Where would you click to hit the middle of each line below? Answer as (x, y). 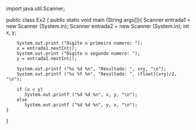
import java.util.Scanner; (36, 9)
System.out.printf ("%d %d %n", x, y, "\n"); (81, 95)
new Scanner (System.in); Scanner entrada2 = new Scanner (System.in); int (98, 26)
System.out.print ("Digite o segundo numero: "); (79, 54)
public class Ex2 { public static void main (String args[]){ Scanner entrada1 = (98, 20)
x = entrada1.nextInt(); (47, 48)
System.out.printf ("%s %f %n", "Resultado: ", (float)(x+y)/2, (97, 74)
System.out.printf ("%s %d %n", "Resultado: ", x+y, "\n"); (92, 69)
